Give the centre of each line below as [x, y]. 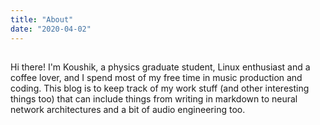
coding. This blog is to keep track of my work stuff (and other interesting [160, 88]
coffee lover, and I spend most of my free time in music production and [156, 77]
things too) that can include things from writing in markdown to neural [154, 98]
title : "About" [42, 19]
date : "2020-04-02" [51, 29]
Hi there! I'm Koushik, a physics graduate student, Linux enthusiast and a [160, 67]
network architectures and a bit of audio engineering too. [128, 109]
